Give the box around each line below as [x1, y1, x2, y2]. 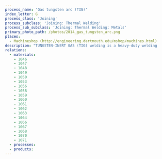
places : [5, 34, 21, 39]
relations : [5, 48, 27, 52]
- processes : [9, 143, 36, 147]
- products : [9, 147, 34, 152]
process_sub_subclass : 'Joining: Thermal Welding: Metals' [5, 25, 127, 30]
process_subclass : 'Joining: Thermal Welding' [5, 20, 101, 26]
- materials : [9, 52, 36, 57]
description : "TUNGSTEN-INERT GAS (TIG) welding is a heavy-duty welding [5, 43, 158, 48]
